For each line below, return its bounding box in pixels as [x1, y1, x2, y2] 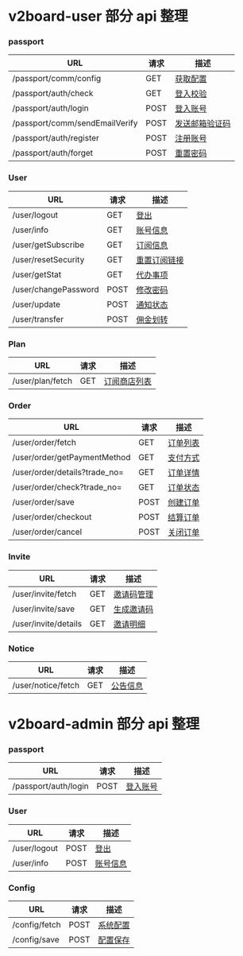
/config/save [12, 935, 60, 946]
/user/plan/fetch [12, 375, 73, 386]
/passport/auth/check [12, 88, 94, 99]
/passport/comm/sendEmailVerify [12, 118, 138, 129]
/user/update [12, 299, 61, 310]
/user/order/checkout [12, 512, 92, 523]
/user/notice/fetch [12, 679, 80, 691]
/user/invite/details [12, 617, 82, 629]
